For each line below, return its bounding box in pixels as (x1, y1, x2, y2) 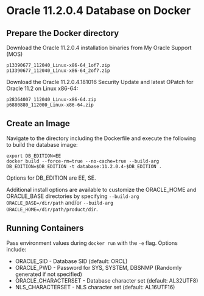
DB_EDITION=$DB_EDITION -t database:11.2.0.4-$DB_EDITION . (6, 163, 163, 169)
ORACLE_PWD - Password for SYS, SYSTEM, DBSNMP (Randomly (15, 264, 182, 271)
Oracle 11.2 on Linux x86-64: (6, 85, 79, 92)
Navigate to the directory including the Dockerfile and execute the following (6, 135, 196, 142)
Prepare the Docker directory (6, 28, 119, 38)
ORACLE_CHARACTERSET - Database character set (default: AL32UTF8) (15, 277, 199, 284)
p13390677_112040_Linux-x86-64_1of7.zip (6, 62, 111, 68)
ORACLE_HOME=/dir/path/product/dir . (6, 205, 99, 213)
